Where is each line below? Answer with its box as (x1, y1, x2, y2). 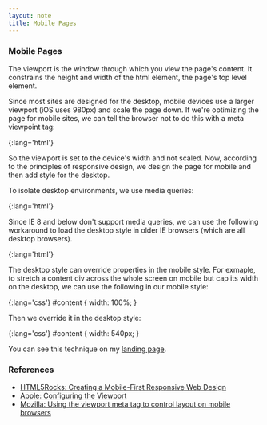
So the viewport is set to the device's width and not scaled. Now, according (8, 153, 257, 163)
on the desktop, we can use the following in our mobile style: (8, 281, 209, 291)
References (8, 364, 54, 375)
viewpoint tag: (8, 122, 55, 132)
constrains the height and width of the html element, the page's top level (8, 72, 248, 82)
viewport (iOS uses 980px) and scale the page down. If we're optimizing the (8, 105, 260, 115)
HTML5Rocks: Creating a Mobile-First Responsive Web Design (19, 382, 226, 392)
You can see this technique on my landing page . (8, 344, 167, 354)
